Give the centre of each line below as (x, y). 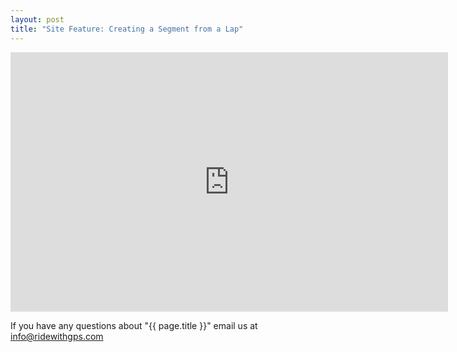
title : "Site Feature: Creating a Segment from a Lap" (127, 29)
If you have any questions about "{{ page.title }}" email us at (134, 325)
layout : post (37, 19)
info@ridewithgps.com (57, 336)
